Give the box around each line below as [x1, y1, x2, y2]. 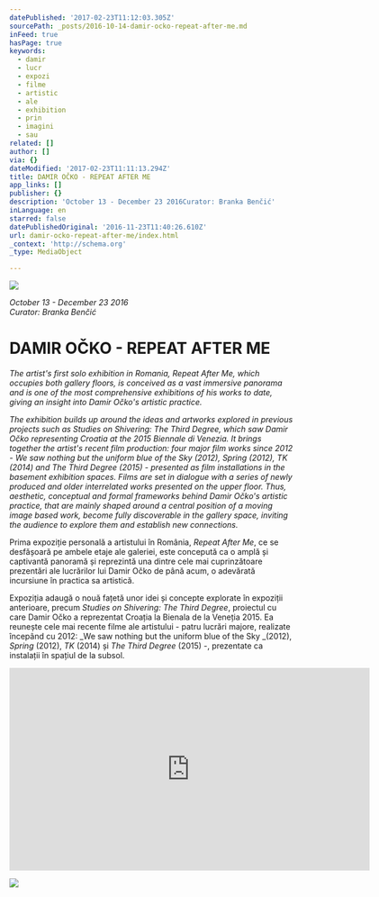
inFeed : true [9, 30, 59, 39]
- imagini [17, 122, 54, 131]
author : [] [9, 147, 50, 156]
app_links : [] [9, 181, 63, 190]
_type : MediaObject [9, 248, 83, 257]
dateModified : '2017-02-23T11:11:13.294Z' [9, 164, 171, 173]
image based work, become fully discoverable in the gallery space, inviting [9, 510, 288, 521]
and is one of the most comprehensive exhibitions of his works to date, [9, 387, 273, 398]
